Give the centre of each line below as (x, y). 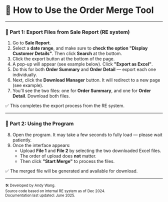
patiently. (22, 140)
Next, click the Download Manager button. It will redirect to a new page (86, 80)
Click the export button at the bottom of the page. (63, 59)
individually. (25, 75)
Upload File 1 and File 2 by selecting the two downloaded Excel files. (90, 150)
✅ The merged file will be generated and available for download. (71, 171)
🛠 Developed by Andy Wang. (30, 185)
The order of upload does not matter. (58, 156)
